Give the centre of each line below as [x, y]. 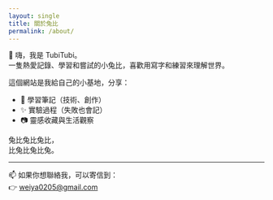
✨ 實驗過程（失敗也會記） [63, 110]
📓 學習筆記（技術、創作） [63, 100]
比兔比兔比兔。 [33, 150]
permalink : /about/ [41, 31]
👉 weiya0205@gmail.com [53, 187]
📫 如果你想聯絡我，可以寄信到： [63, 175]
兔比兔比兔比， [33, 140]
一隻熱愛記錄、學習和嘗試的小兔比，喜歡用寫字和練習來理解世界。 [119, 65]
